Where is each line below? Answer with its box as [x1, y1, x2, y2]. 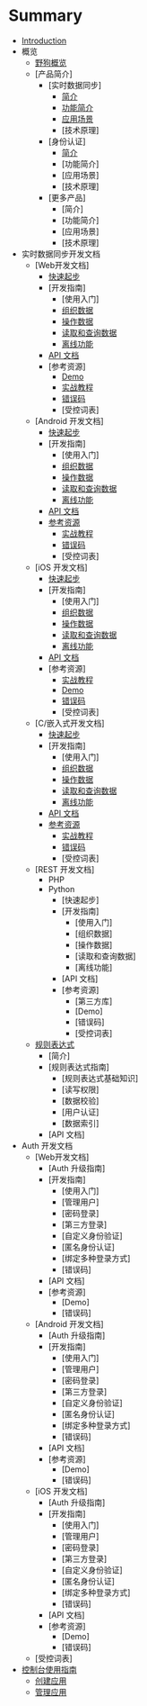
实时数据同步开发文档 [21, 248, 100, 259]
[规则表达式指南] [48, 1061, 109, 1072]
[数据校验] [61, 1095, 99, 1106]
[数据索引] [61, 1117, 99, 1128]
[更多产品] [48, 192, 86, 203]
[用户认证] [61, 1106, 99, 1117]
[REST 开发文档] [34, 863, 95, 874]
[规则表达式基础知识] [61, 1072, 139, 1083]
